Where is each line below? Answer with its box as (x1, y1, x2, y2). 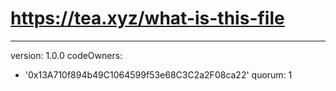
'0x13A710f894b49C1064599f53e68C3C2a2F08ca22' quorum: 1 (24, 68, 293, 81)
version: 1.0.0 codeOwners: (10, 49, 123, 61)
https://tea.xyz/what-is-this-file (10, 7, 285, 30)
